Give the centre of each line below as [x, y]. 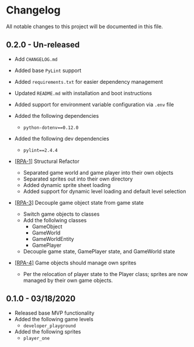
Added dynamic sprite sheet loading [67, 185]
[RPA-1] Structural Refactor [47, 161]
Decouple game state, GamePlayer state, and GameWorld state [99, 251]
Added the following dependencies [57, 115]
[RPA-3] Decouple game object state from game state [79, 202]
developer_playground [49, 326]
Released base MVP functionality [54, 313]
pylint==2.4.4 [40, 150]
